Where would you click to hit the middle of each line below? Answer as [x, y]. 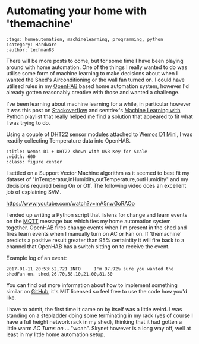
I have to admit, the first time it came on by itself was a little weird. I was [94, 309]
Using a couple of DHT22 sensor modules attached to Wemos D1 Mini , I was [99, 134]
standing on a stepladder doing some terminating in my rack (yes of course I [99, 315]
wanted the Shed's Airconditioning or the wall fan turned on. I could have [96, 80]
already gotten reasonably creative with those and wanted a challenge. [93, 92]
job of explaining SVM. [34, 192]
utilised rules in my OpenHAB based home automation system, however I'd [97, 86]
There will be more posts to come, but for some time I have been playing [95, 61]
